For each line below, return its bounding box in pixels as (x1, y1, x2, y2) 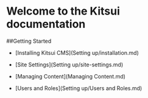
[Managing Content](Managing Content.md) (15, 72, 126, 80)
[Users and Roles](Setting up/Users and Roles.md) (15, 84, 143, 92)
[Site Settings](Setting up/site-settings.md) (15, 61, 124, 68)
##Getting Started (6, 37, 52, 44)
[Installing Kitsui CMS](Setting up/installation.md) (15, 49, 139, 56)
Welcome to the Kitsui (6, 4, 120, 18)
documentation (6, 17, 86, 31)
